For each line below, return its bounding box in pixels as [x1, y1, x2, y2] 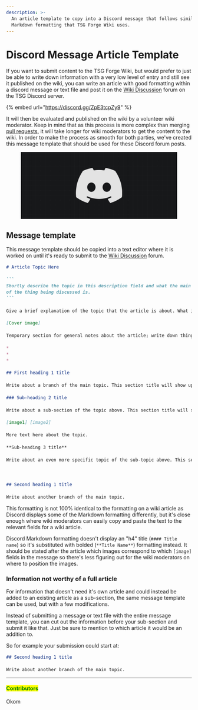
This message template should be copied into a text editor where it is [6, 246, 174, 253]
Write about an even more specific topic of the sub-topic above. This [6, 457, 186, 463]
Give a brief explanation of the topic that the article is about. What [6, 308, 189, 314]
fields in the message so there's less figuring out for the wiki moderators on [6, 553, 190, 560]
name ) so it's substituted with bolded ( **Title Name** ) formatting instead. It [6, 541, 187, 548]
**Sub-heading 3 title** [6, 444, 67, 450]
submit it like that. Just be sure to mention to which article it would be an [6, 625, 182, 632]
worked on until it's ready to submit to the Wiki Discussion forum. [6, 252, 164, 259]
